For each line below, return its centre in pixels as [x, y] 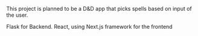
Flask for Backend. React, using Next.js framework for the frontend [90, 27]
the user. [17, 15]
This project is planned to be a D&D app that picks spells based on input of [99, 9]
